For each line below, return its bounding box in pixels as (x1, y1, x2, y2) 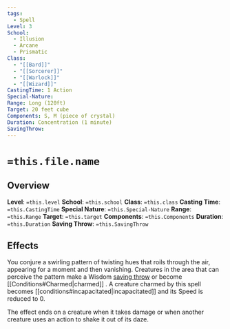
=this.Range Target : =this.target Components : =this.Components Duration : (7, 213, 224, 221)
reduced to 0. (7, 295, 46, 303)
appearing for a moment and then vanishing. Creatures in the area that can (7, 266, 219, 274)
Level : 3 (7, 23, 32, 30)
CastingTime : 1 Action (7, 87, 72, 94)
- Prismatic (13, 49, 48, 56)
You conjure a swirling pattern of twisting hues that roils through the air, (7, 258, 211, 266)
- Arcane (13, 42, 39, 49)
